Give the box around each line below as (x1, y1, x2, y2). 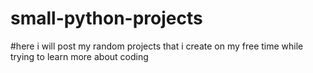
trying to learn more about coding (10, 50, 149, 62)
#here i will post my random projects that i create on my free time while (10, 40, 304, 52)
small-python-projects (10, 7, 203, 30)
